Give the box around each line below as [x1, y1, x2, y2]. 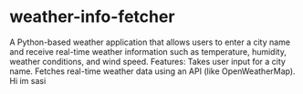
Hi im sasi [9, 75, 47, 86]
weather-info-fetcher [9, 6, 175, 27]
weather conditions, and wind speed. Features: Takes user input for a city [9, 56, 286, 67]
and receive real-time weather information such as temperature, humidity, [9, 46, 287, 57]
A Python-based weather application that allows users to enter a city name [9, 37, 290, 47]
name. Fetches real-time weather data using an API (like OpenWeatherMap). [9, 66, 296, 77]
